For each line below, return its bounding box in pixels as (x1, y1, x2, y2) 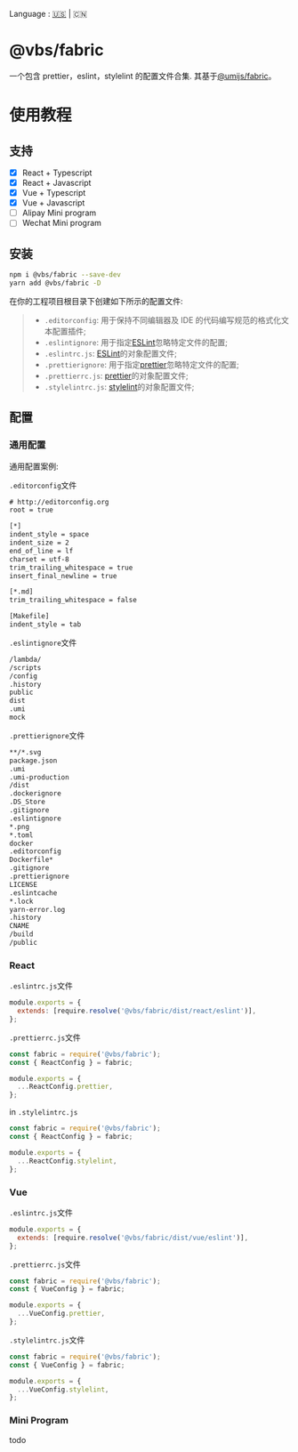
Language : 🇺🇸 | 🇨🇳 (9, 9, 87, 19)
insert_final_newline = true (9, 571, 117, 580)
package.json (9, 756, 58, 765)
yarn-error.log (9, 905, 66, 914)
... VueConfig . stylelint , (17, 1384, 109, 1394)
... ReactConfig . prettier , (17, 1082, 114, 1092)
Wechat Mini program (21, 218, 102, 229)
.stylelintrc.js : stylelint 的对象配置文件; (44, 381, 195, 391)
